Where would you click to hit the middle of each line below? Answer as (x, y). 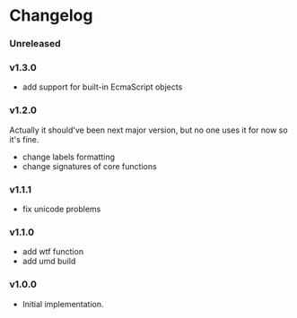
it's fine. (24, 139)
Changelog (51, 16)
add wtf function (52, 252)
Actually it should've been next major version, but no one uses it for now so (149, 130)
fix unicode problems (61, 209)
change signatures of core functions (89, 166)
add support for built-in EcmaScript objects (102, 87)
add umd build (49, 262)
